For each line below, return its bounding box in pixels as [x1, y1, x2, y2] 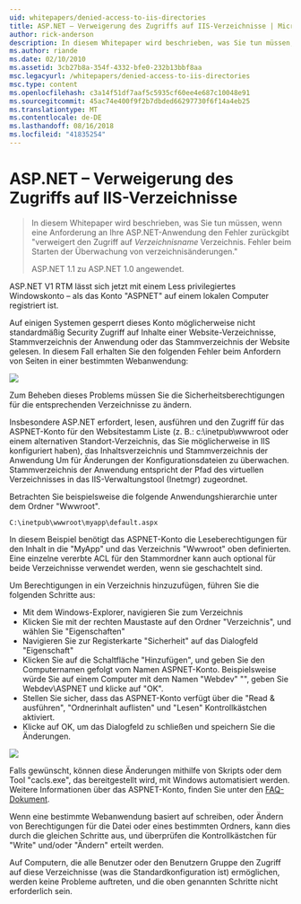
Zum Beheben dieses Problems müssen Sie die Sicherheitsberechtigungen [9, 390, 285, 400]
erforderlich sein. [9, 885, 73, 896]
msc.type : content [9, 80, 78, 89]
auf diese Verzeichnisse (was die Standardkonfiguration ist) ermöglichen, [9, 866, 280, 877]
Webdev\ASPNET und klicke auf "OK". [21, 683, 164, 694]
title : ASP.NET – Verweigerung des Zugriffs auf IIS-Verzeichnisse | [9, 22, 275, 31]
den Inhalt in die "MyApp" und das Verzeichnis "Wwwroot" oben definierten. [9, 543, 291, 554]
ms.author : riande [9, 47, 78, 56]
